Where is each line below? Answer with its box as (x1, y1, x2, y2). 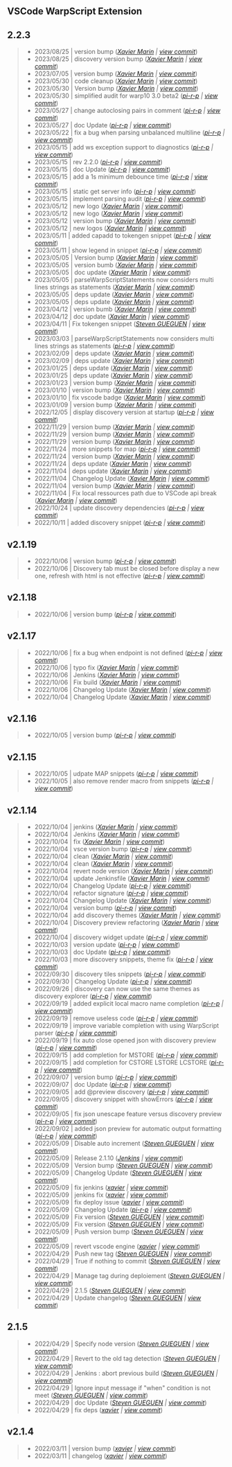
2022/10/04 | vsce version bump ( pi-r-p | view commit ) (34, 845, 193, 853)
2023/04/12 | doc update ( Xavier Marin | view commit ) (34, 312, 190, 321)
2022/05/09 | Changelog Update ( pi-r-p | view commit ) (34, 1205, 193, 1214)
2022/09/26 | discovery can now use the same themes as (34, 985, 200, 993)
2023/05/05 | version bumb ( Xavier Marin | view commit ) (34, 261, 198, 269)
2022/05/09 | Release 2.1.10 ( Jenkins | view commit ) (34, 1154, 184, 1162)
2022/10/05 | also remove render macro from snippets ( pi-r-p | (34, 777, 214, 785)
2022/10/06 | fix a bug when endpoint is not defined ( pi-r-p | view (34, 648, 223, 657)
